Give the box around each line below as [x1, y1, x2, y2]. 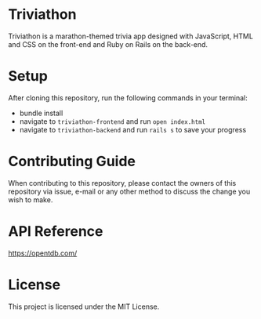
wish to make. [8, 194, 53, 205]
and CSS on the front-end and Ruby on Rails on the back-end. [8, 39, 208, 49]
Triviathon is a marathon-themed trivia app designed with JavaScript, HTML [8, 31, 253, 41]
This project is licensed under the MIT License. [8, 302, 160, 311]
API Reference [8, 223, 103, 240]
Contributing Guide [8, 153, 136, 170]
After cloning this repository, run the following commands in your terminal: [8, 92, 248, 103]
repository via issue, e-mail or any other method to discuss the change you [8, 187, 251, 196]
